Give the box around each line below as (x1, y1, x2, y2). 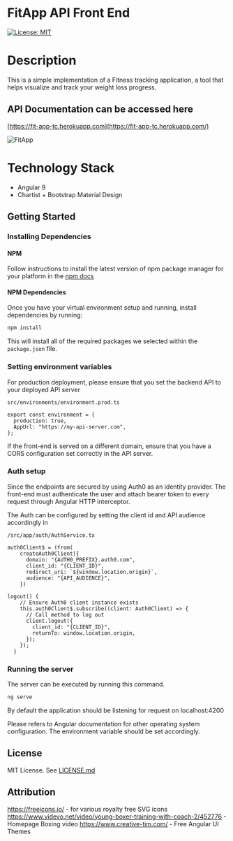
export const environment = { (7, 411, 96, 418)
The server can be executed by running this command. (7, 680, 165, 689)
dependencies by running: (7, 311, 83, 319)
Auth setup (7, 466, 46, 476)
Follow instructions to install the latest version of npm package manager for (7, 264, 224, 273)
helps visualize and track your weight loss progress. (7, 82, 157, 92)
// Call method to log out (25, 611, 105, 618)
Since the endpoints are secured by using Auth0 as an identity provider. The (7, 482, 227, 491)
